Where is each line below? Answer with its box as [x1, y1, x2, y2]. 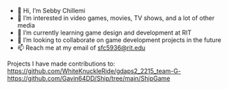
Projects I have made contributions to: [7, 59, 115, 68]
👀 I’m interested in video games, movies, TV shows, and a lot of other [17, 14, 215, 22]
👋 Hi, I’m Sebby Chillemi [17, 7, 86, 14]
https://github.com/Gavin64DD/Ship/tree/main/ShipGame [7, 75, 171, 82]
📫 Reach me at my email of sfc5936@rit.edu [17, 43, 146, 52]
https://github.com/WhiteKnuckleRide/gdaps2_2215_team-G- [7, 67, 181, 75]
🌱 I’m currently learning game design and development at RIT [17, 28, 192, 37]
